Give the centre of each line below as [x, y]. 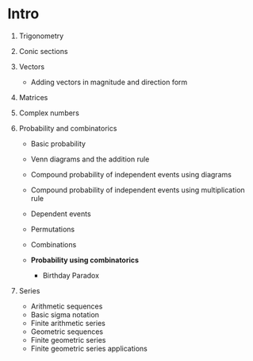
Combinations [54, 244]
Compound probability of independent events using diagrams [131, 174]
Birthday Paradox [71, 275]
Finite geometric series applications [89, 348]
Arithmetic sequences [67, 306]
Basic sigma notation [65, 314]
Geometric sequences [67, 332]
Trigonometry [41, 36]
